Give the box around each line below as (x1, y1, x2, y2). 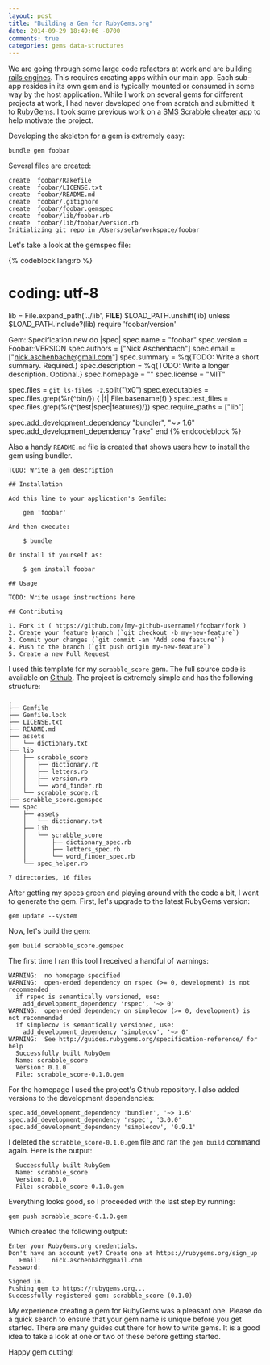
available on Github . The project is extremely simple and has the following (8, 673, 254, 682)
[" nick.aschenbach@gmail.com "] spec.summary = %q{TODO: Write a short (8, 352, 260, 362)
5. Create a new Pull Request (8, 650, 110, 658)
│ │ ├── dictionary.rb (8, 761, 99, 769)
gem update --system (8, 912, 78, 921)
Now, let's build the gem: (8, 926, 91, 936)
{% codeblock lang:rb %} (8, 256, 93, 266)
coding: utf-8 (8, 284, 99, 303)
